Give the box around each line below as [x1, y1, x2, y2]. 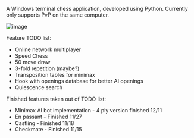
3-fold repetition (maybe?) [14, 65, 80, 72]
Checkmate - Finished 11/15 [14, 126, 82, 133]
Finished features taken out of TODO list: [6, 95, 106, 102]
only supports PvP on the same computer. [6, 11, 109, 18]
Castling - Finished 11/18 [14, 120, 74, 127]
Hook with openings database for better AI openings [14, 77, 144, 84]
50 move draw [14, 59, 51, 65]
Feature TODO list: [6, 34, 52, 41]
